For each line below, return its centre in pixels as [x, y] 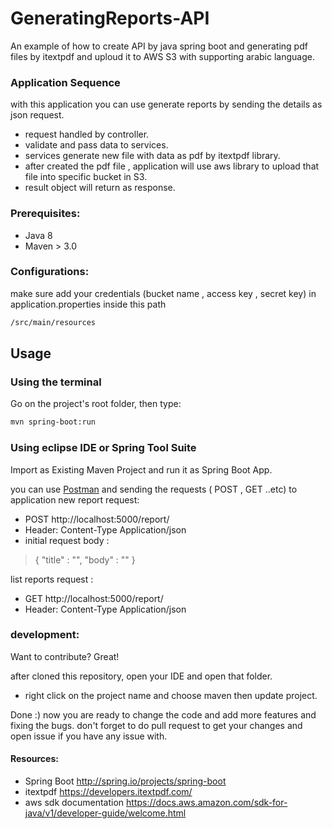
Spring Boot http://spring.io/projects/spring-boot [125, 781]
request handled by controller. [87, 134]
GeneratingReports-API [110, 18]
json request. [37, 115]
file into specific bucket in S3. [86, 177]
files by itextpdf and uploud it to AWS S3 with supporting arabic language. [162, 56]
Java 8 [38, 235]
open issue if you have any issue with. [89, 736]
